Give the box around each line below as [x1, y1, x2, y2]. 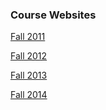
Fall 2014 [10, 89, 48, 101]
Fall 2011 [10, 31, 46, 43]
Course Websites [10, 8, 97, 22]
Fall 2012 [10, 50, 48, 62]
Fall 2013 [10, 69, 48, 82]
